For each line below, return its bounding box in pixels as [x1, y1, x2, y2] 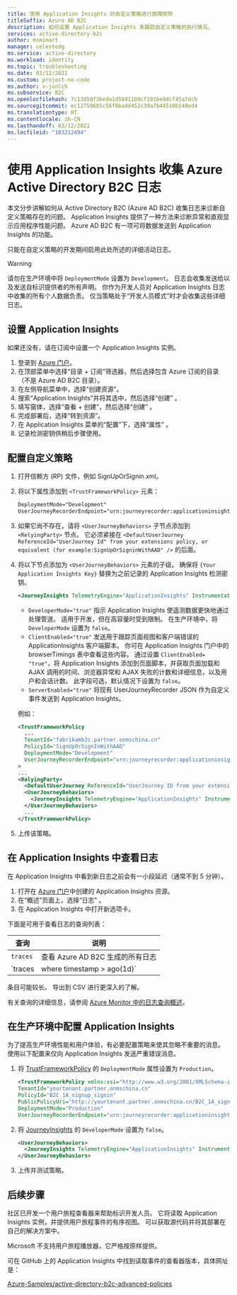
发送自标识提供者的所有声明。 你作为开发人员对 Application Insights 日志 [13, 283, 225, 291]
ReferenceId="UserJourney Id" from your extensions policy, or [17, 538, 209, 545]
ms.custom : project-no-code [7, 76, 91, 83]
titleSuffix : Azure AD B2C [7, 17, 87, 24]
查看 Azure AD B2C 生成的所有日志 [41, 952, 157, 962]
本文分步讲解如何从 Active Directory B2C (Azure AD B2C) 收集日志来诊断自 [7, 204, 226, 212]
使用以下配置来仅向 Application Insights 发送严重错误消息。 [7, 1050, 180, 1058]
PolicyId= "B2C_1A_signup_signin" [17, 1092, 117, 1099]
